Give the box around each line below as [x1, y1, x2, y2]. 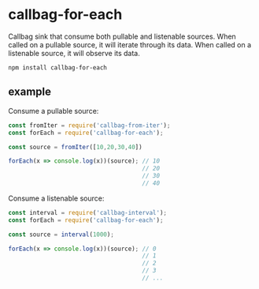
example [8, 85, 52, 99]
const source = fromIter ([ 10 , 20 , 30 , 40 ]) [8, 143, 143, 151]
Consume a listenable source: [8, 193, 105, 203]
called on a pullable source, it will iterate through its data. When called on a [8, 39, 252, 49]
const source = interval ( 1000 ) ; [8, 231, 114, 238]
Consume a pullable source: [8, 106, 99, 115]
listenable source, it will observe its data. [8, 48, 140, 58]
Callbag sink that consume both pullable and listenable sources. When [8, 32, 236, 41]
